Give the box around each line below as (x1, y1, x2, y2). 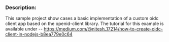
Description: (5, 4, 37, 11)
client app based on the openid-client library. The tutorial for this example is (5, 20, 164, 26)
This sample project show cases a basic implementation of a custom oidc (5, 15, 159, 21)
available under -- (5, 26, 43, 32)
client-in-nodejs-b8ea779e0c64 (5, 31, 73, 37)
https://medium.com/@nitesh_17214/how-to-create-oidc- (44, 26, 163, 32)
